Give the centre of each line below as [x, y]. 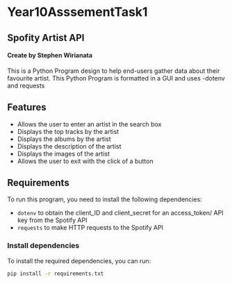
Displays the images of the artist [63, 153]
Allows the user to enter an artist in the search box [89, 124]
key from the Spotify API [52, 220]
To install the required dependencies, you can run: [79, 260]
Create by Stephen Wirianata [50, 56]
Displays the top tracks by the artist [68, 131]
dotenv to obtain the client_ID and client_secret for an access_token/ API [120, 213]
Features [27, 107]
